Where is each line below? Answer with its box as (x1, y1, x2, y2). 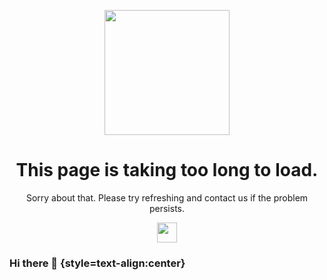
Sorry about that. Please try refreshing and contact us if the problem (25, 191, 309, 204)
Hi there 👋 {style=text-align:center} (9, 256, 186, 270)
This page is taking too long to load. (15, 159, 319, 182)
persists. (148, 202, 186, 214)
